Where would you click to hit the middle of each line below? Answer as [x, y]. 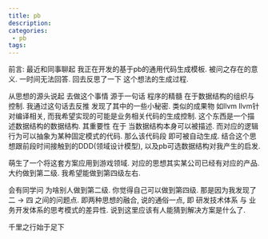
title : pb [25, 16]
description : [30, 23]
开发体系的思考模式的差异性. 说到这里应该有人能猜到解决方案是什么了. [130, 210]
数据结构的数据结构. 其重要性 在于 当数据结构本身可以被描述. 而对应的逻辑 [136, 126]
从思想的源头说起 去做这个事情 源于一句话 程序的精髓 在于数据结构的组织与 [131, 96]
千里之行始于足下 [36, 227]
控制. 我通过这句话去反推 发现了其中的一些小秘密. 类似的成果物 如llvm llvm [130, 106]
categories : [28, 30]
